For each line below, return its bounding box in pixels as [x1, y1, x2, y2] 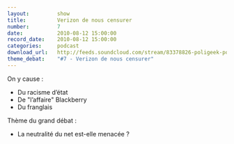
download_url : [7, 49, 49, 56]
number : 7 [7, 23, 61, 30]
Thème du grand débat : [7, 116, 77, 125]
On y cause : [7, 74, 44, 83]
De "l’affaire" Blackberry [17, 95, 87, 104]
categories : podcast [7, 42, 79, 49]
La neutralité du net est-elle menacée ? [17, 129, 130, 138]
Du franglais [17, 102, 53, 111]
